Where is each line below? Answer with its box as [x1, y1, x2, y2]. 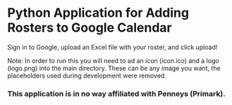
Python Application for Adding [7, 5, 189, 21]
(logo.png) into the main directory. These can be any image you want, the [7, 64, 221, 72]
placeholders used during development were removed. [7, 71, 167, 80]
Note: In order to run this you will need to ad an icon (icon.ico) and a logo [7, 56, 220, 64]
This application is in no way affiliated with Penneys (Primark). [7, 89, 226, 99]
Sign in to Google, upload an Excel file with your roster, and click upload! [7, 43, 218, 51]
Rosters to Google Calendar [7, 20, 172, 36]
